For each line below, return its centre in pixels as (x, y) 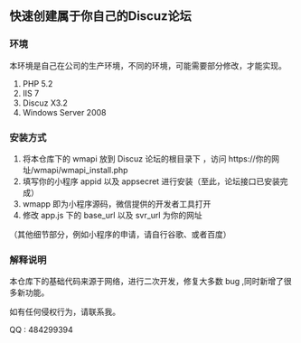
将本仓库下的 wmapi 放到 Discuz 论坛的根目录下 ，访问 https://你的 (147, 158)
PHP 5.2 (38, 83)
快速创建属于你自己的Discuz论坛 (101, 16)
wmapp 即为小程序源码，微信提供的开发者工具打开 (117, 204)
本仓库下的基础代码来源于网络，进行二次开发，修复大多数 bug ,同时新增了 (147, 282)
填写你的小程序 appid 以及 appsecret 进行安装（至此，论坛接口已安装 (151, 181)
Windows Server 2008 (64, 112)
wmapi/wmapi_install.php (80, 170)
